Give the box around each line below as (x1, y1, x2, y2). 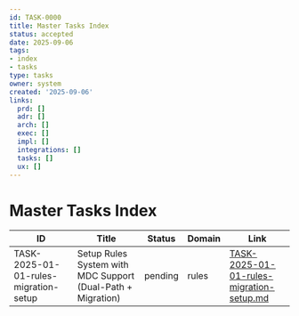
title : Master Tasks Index (9, 21, 109, 30)
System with (77, 259, 129, 271)
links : (9, 95, 34, 105)
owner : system (9, 79, 62, 88)
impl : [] (17, 137, 50, 146)
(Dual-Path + (77, 281, 133, 294)
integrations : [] (17, 145, 82, 154)
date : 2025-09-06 (9, 37, 74, 47)
